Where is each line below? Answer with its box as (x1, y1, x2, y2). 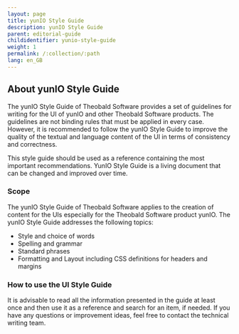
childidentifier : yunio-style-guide (7, 37, 116, 44)
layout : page (7, 10, 46, 18)
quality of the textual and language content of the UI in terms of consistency (7, 132, 231, 141)
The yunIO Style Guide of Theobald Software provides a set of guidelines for (7, 102, 232, 110)
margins (17, 261, 42, 271)
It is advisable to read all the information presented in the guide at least (7, 296, 216, 305)
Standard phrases (17, 246, 70, 255)
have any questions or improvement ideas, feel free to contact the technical (7, 311, 229, 320)
